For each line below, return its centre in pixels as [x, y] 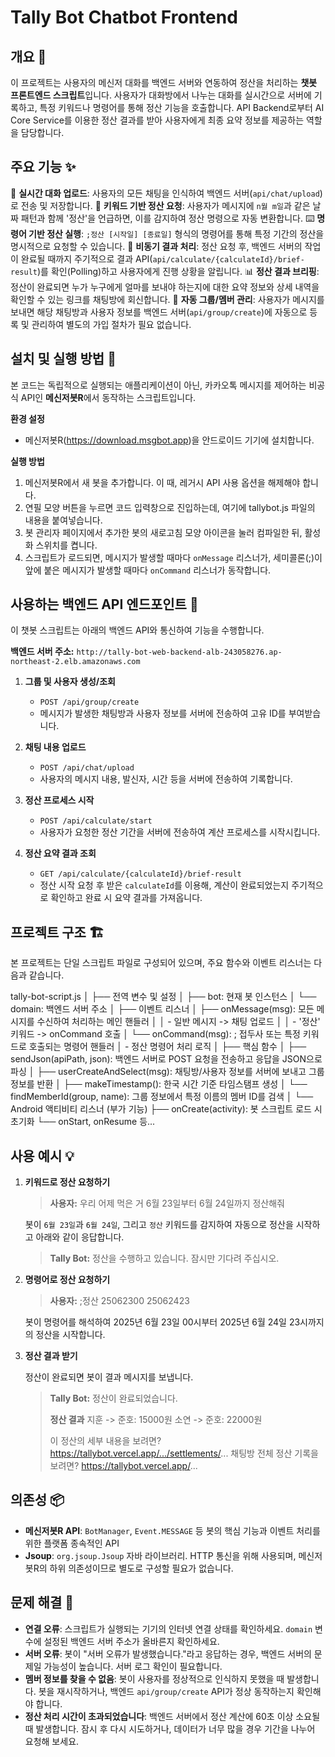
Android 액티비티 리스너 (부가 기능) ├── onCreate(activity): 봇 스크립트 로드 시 [166, 1109]
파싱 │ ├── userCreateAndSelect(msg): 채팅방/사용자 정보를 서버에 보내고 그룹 [167, 1072]
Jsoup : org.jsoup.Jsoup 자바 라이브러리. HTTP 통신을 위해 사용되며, [160, 1555]
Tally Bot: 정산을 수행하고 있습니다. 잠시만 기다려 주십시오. [164, 1258]
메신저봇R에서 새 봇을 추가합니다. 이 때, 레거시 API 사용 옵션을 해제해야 [162, 482]
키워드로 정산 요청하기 [67, 1182]
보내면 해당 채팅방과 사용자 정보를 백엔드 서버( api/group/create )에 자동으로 [159, 312]
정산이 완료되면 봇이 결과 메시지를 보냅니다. [109, 1377]
